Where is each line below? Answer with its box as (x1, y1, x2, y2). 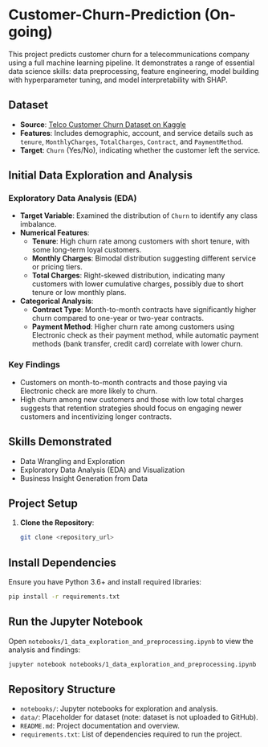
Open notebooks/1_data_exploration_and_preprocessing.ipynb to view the (8, 636, 254, 646)
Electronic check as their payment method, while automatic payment (31, 330, 259, 340)
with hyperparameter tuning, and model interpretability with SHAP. (8, 75, 229, 84)
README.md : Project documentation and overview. (19, 721, 181, 731)
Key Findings (8, 359, 60, 371)
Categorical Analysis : (19, 296, 94, 306)
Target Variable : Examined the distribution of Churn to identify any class (19, 211, 258, 220)
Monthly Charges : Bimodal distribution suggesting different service (31, 253, 257, 263)
